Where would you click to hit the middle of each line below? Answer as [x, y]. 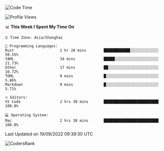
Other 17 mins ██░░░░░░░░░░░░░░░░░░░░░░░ [82, 67]
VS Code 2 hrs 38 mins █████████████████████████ [82, 102]
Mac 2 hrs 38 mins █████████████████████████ [82, 121]
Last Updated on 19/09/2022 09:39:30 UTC [49, 134]
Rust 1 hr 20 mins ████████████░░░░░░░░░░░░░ [82, 50]
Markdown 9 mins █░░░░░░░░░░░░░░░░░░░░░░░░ [82, 85]
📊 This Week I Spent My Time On [40, 27]
